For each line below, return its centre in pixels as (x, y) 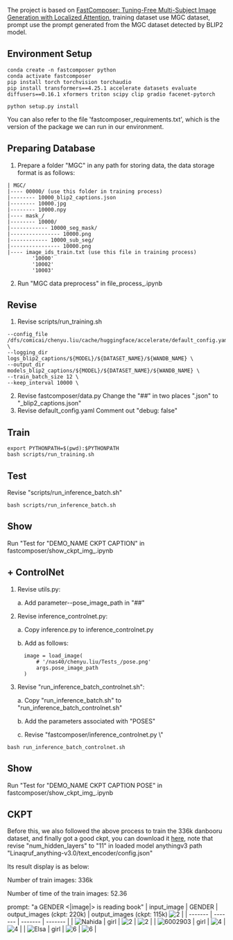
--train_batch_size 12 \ (43, 377)
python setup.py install (43, 106)
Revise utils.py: (39, 589)
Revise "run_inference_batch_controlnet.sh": (81, 687)
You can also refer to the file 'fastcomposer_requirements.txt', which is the (113, 119)
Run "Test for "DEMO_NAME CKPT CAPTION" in (76, 543)
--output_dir (26, 365)
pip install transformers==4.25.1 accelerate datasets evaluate (102, 88)
